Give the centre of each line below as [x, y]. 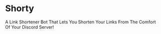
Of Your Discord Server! [30, 27]
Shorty [20, 8]
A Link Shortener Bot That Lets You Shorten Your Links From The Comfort [80, 22]
